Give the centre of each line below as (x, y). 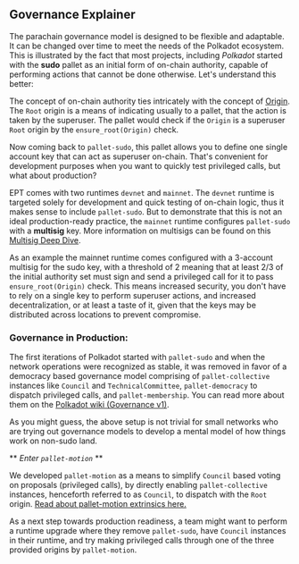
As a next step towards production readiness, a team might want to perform (149, 521)
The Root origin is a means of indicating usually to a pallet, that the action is (148, 110)
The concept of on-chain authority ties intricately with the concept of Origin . (149, 101)
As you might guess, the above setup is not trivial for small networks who (144, 422)
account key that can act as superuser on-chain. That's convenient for (139, 156)
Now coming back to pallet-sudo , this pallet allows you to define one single (149, 147)
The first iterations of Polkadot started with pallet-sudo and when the (137, 358)
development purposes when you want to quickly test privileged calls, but (145, 165)
